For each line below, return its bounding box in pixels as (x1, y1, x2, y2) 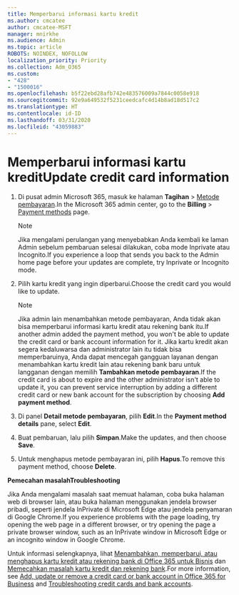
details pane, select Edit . (17, 419, 92, 428)
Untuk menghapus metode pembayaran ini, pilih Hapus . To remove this (17, 454, 225, 464)
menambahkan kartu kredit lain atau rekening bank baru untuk (17, 360, 201, 369)
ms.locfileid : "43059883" (7, 123, 84, 131)
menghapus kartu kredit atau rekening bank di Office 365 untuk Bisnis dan (7, 557, 226, 566)
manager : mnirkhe (7, 30, 59, 38)
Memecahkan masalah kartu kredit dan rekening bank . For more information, (7, 564, 230, 573)
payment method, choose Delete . (17, 462, 116, 471)
